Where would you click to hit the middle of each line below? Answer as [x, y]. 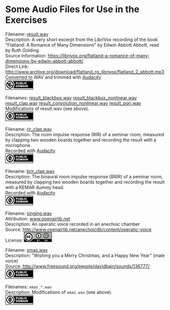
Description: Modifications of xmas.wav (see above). [59, 292]
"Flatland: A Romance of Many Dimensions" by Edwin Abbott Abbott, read [82, 45]
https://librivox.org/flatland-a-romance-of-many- [99, 55]
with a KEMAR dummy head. [35, 187]
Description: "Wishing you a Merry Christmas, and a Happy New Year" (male [85, 255]
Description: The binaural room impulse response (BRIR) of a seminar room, [84, 176]
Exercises [26, 20]
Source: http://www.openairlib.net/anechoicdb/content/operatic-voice [78, 229]
